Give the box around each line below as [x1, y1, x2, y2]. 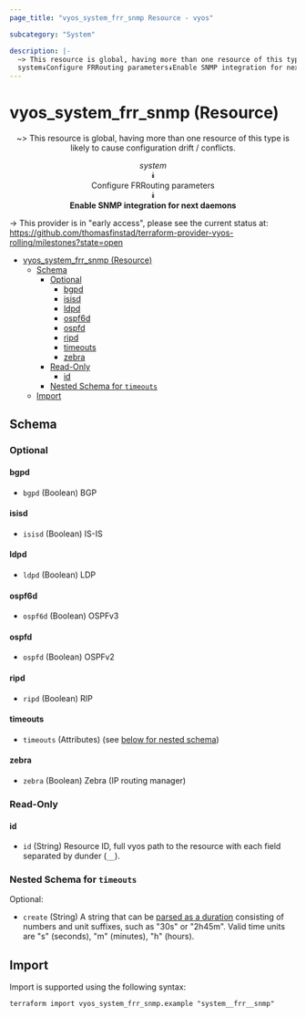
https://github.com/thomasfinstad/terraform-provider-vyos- [9, 227, 234, 238]
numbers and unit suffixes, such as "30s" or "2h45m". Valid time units [22, 921, 285, 932]
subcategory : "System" [9, 29, 96, 39]
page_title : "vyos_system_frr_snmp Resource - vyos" [9, 13, 214, 23]
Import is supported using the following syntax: [9, 981, 187, 992]
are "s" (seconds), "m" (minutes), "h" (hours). [22, 931, 195, 942]
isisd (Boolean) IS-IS [22, 528, 103, 539]
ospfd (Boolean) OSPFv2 [22, 651, 116, 662]
